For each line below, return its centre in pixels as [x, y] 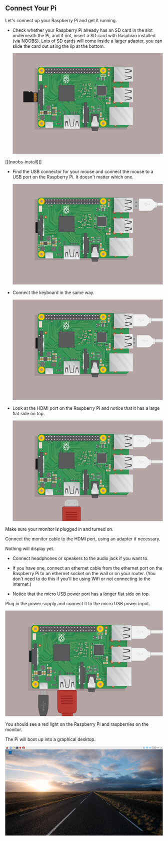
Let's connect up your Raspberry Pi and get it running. [61, 20]
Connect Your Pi [31, 8]
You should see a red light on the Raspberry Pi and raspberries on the [77, 724]
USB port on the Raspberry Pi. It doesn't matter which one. [73, 177]
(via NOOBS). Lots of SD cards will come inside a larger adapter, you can [87, 41]
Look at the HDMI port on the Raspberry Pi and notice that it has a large [86, 408]
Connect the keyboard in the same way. [53, 293]
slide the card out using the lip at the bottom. [58, 46]
